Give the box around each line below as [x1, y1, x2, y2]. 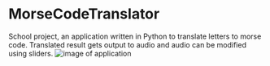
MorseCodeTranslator [8, 5, 160, 23]
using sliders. [8, 48, 54, 58]
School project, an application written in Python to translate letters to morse [8, 31, 262, 41]
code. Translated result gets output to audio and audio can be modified [8, 39, 246, 49]
